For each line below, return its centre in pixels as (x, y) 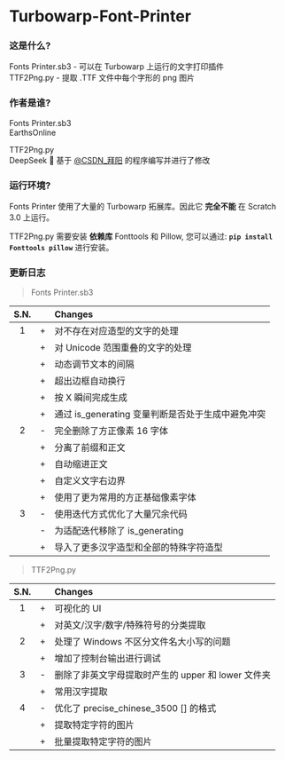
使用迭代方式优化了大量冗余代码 (121, 514)
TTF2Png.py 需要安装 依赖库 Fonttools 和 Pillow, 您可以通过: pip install (141, 236)
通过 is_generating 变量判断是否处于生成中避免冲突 (160, 415)
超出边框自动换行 (90, 381)
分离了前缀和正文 (90, 447)
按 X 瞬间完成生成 (91, 398)
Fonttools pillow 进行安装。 (62, 248)
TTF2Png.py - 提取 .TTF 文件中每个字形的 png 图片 (102, 78)
